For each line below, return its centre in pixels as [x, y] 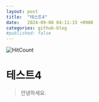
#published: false [29, 33]
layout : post [22, 11]
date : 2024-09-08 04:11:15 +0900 [50, 22]
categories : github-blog [37, 28]
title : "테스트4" [27, 17]
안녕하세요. [33, 93]
